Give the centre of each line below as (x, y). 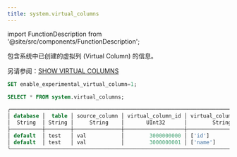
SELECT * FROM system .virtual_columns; (66, 97)
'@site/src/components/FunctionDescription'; (73, 41)
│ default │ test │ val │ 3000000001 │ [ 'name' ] (112, 142)
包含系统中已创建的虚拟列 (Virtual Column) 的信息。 (82, 56)
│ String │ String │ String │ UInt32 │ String (120, 123)
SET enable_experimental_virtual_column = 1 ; (72, 84)
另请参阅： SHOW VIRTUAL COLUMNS (63, 70)
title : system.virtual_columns (53, 14)
